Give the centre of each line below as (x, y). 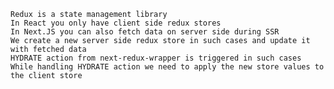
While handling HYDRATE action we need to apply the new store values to (167, 67)
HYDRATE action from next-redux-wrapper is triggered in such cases (156, 58)
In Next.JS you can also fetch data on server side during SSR (145, 32)
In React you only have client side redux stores (116, 23)
